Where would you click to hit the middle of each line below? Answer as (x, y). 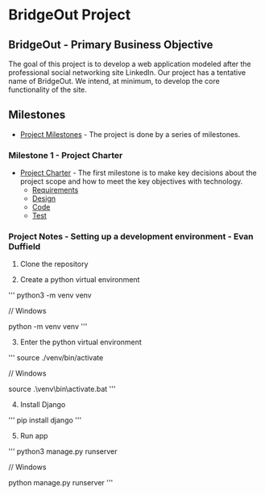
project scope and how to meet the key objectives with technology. (131, 181)
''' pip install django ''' (45, 420)
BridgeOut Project (70, 15)
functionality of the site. (48, 89)
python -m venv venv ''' (48, 327)
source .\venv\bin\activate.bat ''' (62, 389)
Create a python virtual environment (80, 280)
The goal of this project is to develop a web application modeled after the (130, 64)
